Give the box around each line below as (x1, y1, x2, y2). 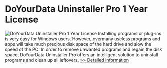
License (5, 14, 39, 25)
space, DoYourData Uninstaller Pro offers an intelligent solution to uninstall (5, 51, 158, 58)
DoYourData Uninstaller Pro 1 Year (5, 3, 148, 15)
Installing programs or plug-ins (98, 30, 161, 36)
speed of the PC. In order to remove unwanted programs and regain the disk (5, 46, 162, 52)
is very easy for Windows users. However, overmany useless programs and (5, 36, 161, 42)
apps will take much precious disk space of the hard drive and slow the (5, 41, 152, 47)
